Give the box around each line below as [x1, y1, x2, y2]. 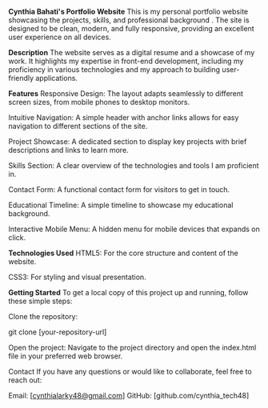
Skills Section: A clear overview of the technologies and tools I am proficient [8, 161, 259, 170]
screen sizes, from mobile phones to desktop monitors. [8, 98, 190, 106]
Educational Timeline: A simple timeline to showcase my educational [8, 200, 234, 210]
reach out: [8, 375, 42, 385]
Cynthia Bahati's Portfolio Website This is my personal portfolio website [8, 7, 249, 16]
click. [8, 233, 26, 242]
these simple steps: [8, 296, 73, 306]
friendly [8, 74, 34, 82]
